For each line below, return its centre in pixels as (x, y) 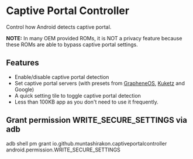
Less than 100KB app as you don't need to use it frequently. (87, 102)
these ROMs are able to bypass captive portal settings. (72, 44)
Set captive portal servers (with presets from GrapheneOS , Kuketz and (100, 83)
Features (23, 63)
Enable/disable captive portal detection (62, 77)
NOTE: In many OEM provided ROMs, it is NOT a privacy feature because (94, 38)
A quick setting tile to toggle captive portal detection (78, 95)
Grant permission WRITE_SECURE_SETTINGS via (97, 120)
